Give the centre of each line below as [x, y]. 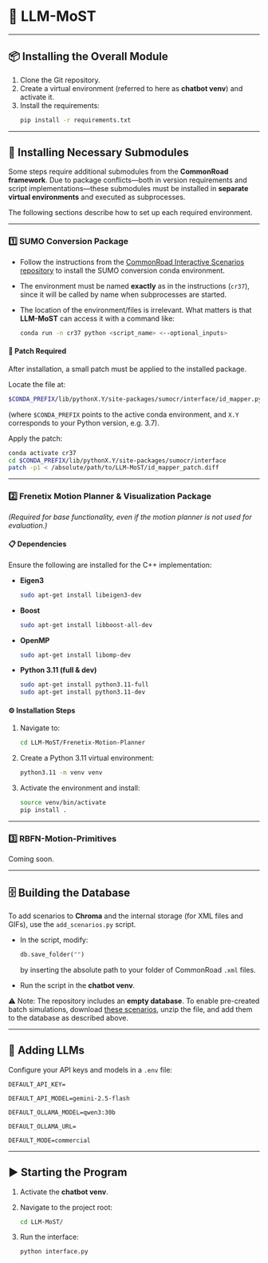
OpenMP [35, 640]
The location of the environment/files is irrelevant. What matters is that [136, 310]
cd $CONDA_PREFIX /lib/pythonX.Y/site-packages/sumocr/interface [117, 460]
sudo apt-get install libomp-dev [75, 655]
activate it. [37, 97]
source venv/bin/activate [63, 803]
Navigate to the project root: [66, 1207]
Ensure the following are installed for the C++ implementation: [110, 565]
